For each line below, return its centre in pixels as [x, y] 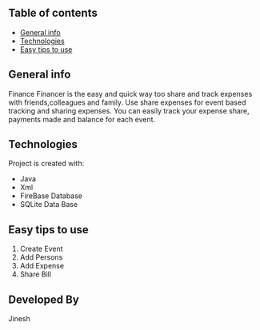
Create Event [41, 249]
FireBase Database [51, 196]
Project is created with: [46, 164]
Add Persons [41, 257]
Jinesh [19, 319]
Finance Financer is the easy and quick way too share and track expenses [130, 93]
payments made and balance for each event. [82, 119]
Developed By [44, 299]
